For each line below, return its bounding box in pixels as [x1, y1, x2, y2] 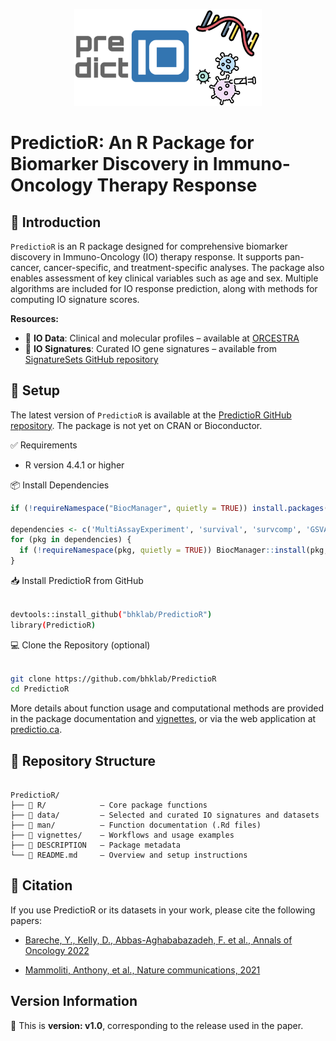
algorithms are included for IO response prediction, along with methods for [10, 282, 318, 294]
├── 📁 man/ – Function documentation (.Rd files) [10, 820, 262, 831]
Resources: [10, 312, 59, 324]
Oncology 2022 [24, 944, 90, 956]
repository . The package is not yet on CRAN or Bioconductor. [10, 419, 263, 431]
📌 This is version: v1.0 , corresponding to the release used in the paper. [10, 1019, 304, 1031]
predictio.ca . [10, 724, 63, 736]
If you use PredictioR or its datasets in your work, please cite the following [10, 904, 316, 916]
